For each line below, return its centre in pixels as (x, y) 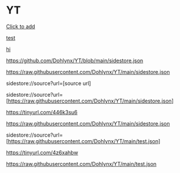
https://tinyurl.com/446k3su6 (42, 112)
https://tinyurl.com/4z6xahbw (42, 152)
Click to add (21, 26)
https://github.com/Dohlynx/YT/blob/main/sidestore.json (75, 60)
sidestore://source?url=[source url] (49, 83)
